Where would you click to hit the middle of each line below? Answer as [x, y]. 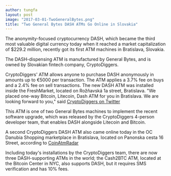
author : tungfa [21, 10]
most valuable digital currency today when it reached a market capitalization [86, 44]
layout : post [19, 15]
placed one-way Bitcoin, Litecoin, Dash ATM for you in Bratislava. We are [82, 96]
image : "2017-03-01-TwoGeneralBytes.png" [50, 19]
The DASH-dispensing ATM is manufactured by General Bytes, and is [78, 60]
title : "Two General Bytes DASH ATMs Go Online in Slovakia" [72, 24]
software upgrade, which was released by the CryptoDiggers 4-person [80, 117]
